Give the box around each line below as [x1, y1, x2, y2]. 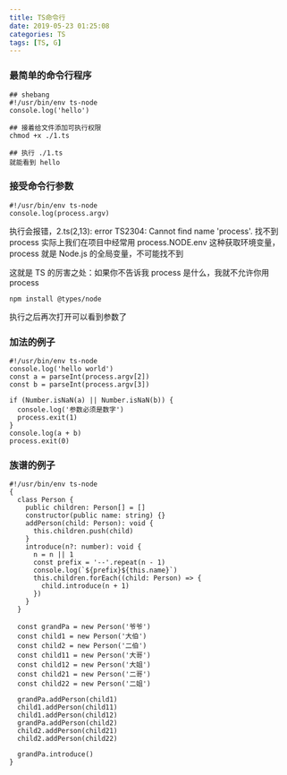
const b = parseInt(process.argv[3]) [9, 380, 150, 389]
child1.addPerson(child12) [17, 711, 118, 720]
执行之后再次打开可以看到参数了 [9, 311, 127, 322]
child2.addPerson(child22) [17, 735, 118, 744]
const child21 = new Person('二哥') [17, 670, 151, 679]
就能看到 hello [9, 158, 61, 166]
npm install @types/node [9, 294, 102, 303]
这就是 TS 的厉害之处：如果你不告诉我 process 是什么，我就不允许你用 [9, 267, 270, 277]
